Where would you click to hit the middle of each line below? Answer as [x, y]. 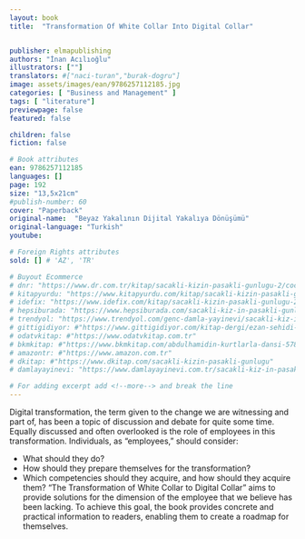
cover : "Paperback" [46, 210]
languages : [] [36, 176]
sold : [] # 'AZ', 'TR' [52, 260]
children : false [40, 135]
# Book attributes [44, 160]
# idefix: [28, 302]
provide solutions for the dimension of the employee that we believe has [157, 497]
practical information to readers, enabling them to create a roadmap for [156, 516]
